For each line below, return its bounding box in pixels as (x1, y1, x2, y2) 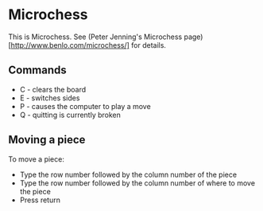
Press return (19, 195, 61, 205)
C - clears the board (19, 84, 87, 94)
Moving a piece (8, 133, 86, 147)
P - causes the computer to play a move (19, 101, 151, 111)
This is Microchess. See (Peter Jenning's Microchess (8, 32, 183, 41)
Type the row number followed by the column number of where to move (19, 178, 256, 188)
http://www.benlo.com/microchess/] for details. (10, 40, 167, 49)
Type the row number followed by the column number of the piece (19, 170, 237, 179)
